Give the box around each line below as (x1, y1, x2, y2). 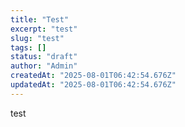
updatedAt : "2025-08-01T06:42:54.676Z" (10, 80, 177, 90)
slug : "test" (10, 33, 65, 43)
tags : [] (10, 42, 47, 53)
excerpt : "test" (10, 24, 78, 34)
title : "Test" (10, 14, 70, 25)
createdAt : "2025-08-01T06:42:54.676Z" (10, 71, 177, 81)
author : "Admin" (10, 61, 78, 71)
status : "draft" (10, 52, 78, 62)
